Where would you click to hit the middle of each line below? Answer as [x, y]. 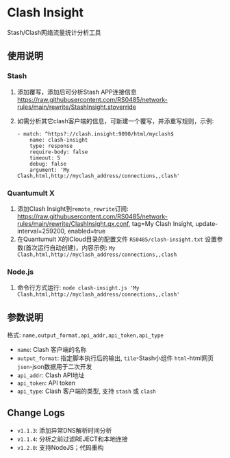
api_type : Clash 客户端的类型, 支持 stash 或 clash [86, 391]
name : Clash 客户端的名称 [52, 350]
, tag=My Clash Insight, [161, 223]
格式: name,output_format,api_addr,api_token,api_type [86, 335]
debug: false [48, 164]
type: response [51, 146]
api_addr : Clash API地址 [51, 375]
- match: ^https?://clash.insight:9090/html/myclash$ [95, 134]
